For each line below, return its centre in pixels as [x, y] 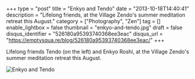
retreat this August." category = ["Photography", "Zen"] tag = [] [84, 21]
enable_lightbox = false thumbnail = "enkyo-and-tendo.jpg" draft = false [94, 27]
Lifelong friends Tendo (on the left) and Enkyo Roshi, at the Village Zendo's [98, 52]
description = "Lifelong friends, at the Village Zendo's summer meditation [96, 15]
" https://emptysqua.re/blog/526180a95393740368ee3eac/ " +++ [85, 40]
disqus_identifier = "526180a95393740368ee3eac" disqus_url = [84, 34]
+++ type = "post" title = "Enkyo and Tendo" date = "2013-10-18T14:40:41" [98, 9]
